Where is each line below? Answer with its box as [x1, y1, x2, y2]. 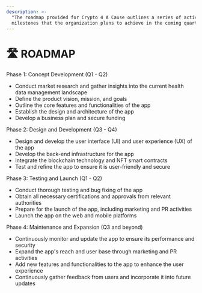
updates [14, 280, 36, 287]
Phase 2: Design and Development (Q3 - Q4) [6, 126, 117, 133]
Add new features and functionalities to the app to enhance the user [14, 261, 184, 268]
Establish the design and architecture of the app [14, 108, 134, 115]
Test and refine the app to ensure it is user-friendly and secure [14, 163, 171, 171]
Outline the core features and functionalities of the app [14, 101, 151, 109]
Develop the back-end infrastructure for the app [14, 151, 134, 158]
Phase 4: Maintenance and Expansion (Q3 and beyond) [6, 223, 143, 231]
